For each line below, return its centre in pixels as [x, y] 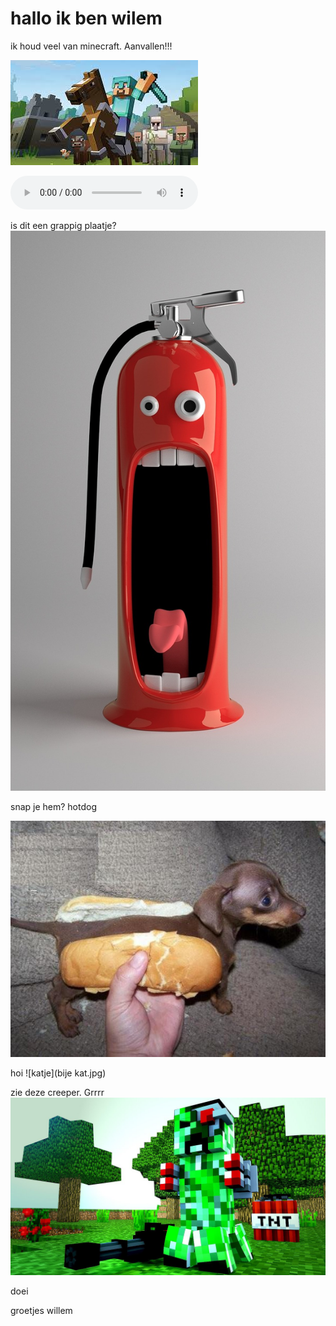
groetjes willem [41, 1310]
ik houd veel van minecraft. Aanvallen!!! [91, 46]
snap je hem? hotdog [53, 806]
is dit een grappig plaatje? [63, 225]
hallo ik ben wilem [86, 18]
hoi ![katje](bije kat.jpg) [58, 1073]
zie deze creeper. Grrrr [57, 1093]
